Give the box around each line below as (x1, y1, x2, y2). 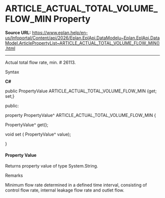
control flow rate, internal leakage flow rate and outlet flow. (5, 187, 124, 193)
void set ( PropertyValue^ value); (5, 131, 71, 137)
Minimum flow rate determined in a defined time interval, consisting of (5, 182, 147, 188)
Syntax (5, 69, 20, 75)
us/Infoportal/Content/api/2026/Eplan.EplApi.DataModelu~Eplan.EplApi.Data (5, 35, 160, 41)
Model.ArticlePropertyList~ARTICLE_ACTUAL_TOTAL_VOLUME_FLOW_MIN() (5, 40, 160, 46)
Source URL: (5, 29, 31, 35)
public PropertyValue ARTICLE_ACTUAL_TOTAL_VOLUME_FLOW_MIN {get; (5, 88, 157, 94)
